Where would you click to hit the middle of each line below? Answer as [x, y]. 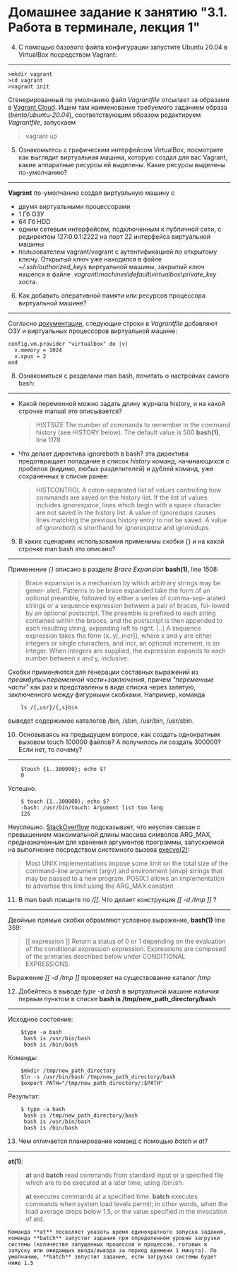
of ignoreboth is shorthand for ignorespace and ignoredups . [123, 527]
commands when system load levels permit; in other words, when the [126, 1204]
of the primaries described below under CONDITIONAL [105, 956]
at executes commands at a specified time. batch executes [112, 1196]
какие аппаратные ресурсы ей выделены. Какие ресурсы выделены [122, 164]
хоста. [28, 281]
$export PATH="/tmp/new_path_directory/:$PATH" [92, 1083]
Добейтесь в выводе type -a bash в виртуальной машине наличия [119, 991]
